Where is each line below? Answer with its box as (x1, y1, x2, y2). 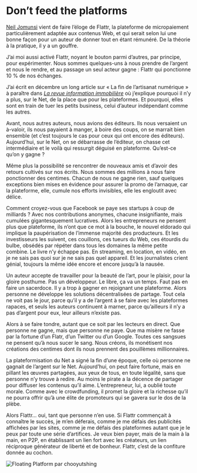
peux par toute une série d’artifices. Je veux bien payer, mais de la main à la (6, 430, 189, 437)
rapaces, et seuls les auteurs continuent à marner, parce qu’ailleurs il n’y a (6, 303, 186, 310)
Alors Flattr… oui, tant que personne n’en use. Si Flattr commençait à (6, 412, 172, 419)
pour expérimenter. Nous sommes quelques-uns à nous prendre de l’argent (6, 60, 188, 67)
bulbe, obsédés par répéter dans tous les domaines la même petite (6, 242, 168, 249)
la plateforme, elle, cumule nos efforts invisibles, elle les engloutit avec (6, 187, 177, 194)
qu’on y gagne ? (6, 150, 45, 157)
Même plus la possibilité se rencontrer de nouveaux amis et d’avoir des (6, 162, 178, 169)
